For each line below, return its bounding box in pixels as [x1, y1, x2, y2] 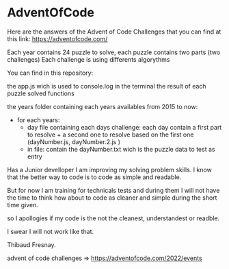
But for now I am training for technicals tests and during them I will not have [7, 186, 220, 194]
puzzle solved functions [7, 89, 75, 97]
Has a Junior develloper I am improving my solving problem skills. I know [7, 165, 212, 174]
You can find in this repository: [7, 69, 94, 77]
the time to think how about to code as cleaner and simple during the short [7, 194, 217, 202]
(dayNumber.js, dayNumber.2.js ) [27, 137, 121, 145]
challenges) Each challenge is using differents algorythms [7, 55, 170, 63]
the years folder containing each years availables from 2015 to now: [7, 102, 198, 110]
